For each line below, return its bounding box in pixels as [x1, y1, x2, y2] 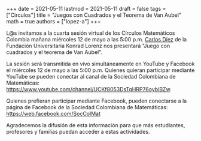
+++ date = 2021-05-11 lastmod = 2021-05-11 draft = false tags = [6, 5, 166, 12]
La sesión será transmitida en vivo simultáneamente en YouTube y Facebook [6, 60, 195, 67]
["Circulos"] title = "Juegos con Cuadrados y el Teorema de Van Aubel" [6, 11, 181, 19]
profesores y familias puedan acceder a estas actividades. [6, 128, 150, 135]
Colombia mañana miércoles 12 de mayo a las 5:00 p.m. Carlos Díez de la [6, 36, 187, 43]
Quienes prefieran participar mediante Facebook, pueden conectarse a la [6, 97, 187, 104]
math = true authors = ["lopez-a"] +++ [6, 18, 101, 25]
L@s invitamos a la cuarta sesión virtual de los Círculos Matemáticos [6, 29, 175, 37]
